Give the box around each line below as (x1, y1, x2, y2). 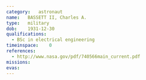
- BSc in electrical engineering (11, 37, 95, 43)
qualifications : (6, 31, 47, 37)
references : (6, 48, 36, 54)
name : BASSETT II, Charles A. (6, 14, 87, 20)
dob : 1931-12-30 (6, 25, 55, 32)
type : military (6, 20, 50, 26)
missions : (6, 59, 31, 65)
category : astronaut (6, 8, 63, 15)
